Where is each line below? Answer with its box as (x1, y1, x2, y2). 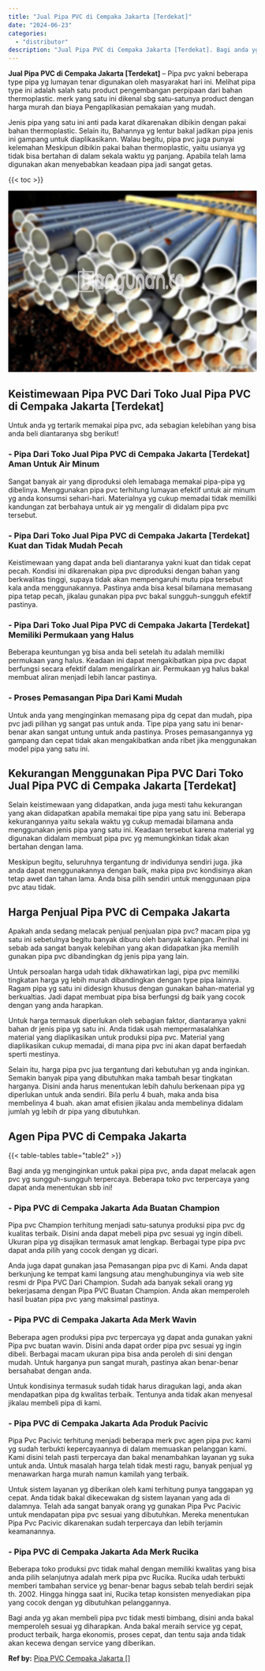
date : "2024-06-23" (8, 21, 73, 29)
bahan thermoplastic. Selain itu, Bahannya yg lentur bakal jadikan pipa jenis (8, 126, 254, 136)
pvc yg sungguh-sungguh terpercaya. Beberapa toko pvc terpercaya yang (8, 1175, 250, 1184)
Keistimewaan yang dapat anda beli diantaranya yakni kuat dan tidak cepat (8, 558, 251, 568)
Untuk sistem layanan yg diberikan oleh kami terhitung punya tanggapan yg (8, 1484, 254, 1494)
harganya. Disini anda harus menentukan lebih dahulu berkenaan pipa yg (8, 1081, 245, 1091)
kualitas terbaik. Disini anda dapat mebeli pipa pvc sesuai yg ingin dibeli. (8, 1229, 244, 1239)
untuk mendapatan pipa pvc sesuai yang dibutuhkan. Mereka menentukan (8, 1510, 249, 1519)
